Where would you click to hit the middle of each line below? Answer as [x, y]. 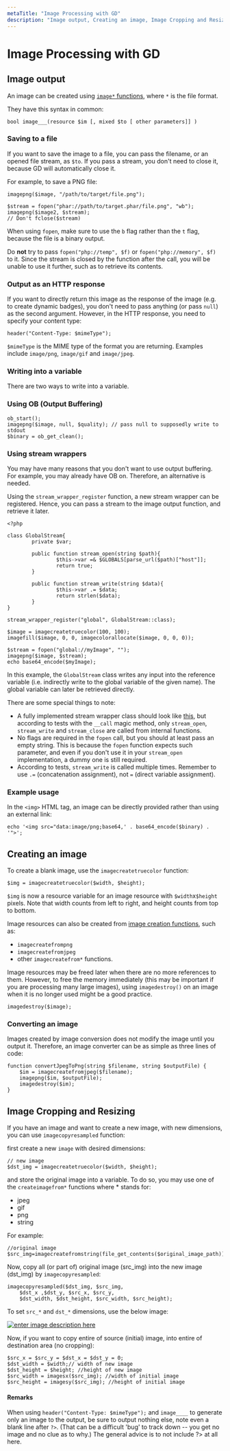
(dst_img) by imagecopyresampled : [54, 1274]
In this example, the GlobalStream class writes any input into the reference [111, 675]
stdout [16, 430]
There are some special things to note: [61, 702]
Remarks [20, 1397]
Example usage [33, 792]
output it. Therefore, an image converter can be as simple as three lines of [112, 1046]
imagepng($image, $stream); [47, 656]
